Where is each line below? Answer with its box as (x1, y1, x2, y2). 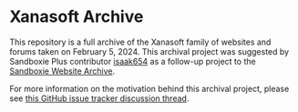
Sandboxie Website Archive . (9, 66, 116, 76)
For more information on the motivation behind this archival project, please (9, 83, 290, 94)
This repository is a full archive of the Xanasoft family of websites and (9, 36, 272, 47)
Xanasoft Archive (9, 6, 144, 27)
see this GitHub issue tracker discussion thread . (9, 93, 190, 104)
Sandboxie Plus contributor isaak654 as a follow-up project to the (9, 56, 257, 66)
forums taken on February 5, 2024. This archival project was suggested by (9, 46, 290, 56)
